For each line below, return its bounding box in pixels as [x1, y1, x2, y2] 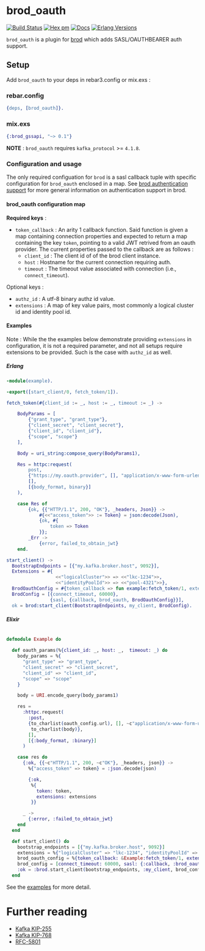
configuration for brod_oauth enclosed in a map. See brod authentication [6, 180, 188, 187]
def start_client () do [12, 838, 70, 844]
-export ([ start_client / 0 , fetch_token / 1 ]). [6, 389, 119, 395]
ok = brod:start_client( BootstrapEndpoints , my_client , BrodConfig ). [12, 602, 192, 609]
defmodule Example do [6, 636, 62, 643]
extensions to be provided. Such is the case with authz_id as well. [6, 349, 173, 356]
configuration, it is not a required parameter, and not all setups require [6, 342, 183, 349]
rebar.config [6, 91, 45, 99]
